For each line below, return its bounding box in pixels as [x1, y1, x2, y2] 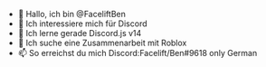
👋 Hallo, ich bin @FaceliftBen [17, 9, 127, 19]
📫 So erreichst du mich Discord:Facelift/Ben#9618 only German [17, 48, 258, 58]
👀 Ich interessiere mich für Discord [17, 18, 147, 29]
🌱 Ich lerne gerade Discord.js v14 [17, 28, 142, 38]
